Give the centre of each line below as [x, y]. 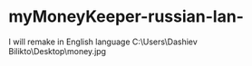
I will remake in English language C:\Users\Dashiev [103, 42]
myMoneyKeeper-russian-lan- [126, 17]
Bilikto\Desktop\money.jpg [57, 51]
